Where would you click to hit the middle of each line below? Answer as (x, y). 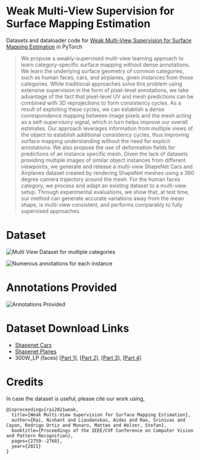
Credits (25, 382)
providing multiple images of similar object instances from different (103, 160)
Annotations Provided (62, 288)
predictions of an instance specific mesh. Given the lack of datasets (104, 153)
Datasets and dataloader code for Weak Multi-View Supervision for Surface (99, 40)
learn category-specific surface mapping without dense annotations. (105, 65)
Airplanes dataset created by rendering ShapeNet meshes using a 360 (107, 172)
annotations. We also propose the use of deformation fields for (98, 147)
